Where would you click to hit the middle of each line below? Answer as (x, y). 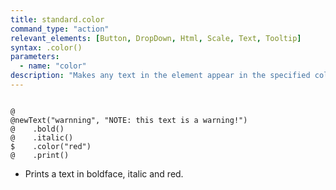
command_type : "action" (60, 29)
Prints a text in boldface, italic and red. (104, 173)
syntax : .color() (46, 47)
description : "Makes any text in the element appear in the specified (160, 76)
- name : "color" (53, 66)
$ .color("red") (51, 146)
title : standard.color (57, 19)
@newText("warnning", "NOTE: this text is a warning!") (129, 120)
